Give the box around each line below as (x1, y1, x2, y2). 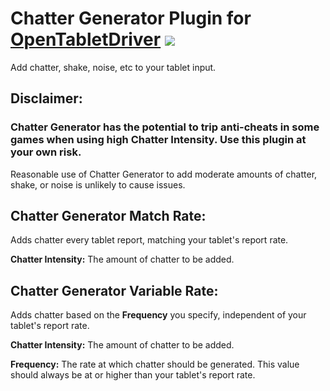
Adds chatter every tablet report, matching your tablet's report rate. (10, 234, 289, 246)
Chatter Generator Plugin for (10, 7, 252, 30)
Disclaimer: (10, 90, 83, 107)
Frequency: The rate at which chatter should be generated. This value (10, 358, 300, 371)
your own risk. (10, 145, 82, 159)
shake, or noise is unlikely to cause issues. (10, 178, 186, 191)
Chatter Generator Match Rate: (10, 208, 207, 225)
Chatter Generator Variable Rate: (10, 282, 219, 299)
